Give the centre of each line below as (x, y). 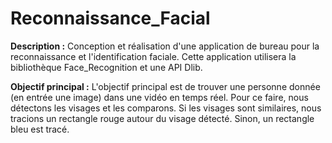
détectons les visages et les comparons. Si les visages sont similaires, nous (166, 108)
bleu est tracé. (40, 129)
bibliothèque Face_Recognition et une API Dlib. (106, 67)
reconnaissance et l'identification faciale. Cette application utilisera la (153, 56)
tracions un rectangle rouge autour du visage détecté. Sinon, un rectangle (162, 118)
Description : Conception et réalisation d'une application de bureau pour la (165, 46)
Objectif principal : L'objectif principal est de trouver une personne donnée (165, 86)
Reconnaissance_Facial (110, 18)
